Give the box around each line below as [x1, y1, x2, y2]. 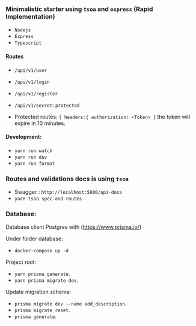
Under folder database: [5, 235, 64, 243]
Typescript [14, 40, 42, 46]
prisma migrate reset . [14, 307, 70, 314]
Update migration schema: [5, 289, 72, 296]
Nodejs [14, 27, 31, 33]
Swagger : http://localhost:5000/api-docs [14, 188, 123, 195]
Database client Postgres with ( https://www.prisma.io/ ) [5, 223, 142, 231]
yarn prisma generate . [14, 270, 70, 278]
